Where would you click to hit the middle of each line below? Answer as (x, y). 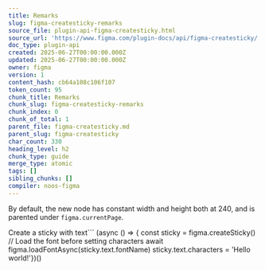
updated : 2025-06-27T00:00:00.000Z (67, 61)
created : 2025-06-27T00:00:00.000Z (67, 53)
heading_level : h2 (39, 149)
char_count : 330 (35, 141)
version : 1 (26, 75)
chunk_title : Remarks (44, 97)
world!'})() (25, 258)
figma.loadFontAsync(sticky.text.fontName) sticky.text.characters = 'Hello (129, 249)
